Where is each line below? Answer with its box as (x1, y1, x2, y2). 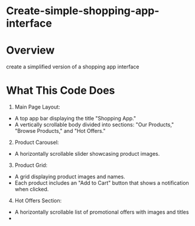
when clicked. (14, 186, 49, 193)
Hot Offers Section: (14, 197, 62, 204)
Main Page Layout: (14, 103, 60, 110)
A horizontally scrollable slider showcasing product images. (14, 150, 160, 158)
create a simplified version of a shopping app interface (6, 63, 139, 70)
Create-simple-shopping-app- (6, 4, 160, 18)
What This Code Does (6, 84, 115, 97)
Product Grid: (14, 162, 48, 169)
